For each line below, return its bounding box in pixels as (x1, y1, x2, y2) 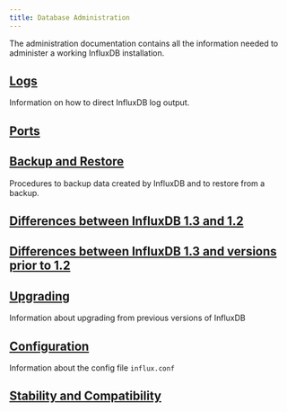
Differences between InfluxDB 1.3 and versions (9, 244, 277, 259)
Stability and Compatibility (9, 389, 161, 404)
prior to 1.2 (9, 258, 71, 273)
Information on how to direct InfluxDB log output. (9, 97, 190, 108)
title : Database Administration (9, 13, 130, 22)
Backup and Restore (9, 154, 125, 169)
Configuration (9, 338, 90, 354)
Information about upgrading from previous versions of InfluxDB (9, 312, 247, 324)
